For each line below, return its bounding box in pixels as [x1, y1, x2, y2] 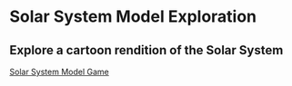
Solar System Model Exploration [9, 6, 257, 27]
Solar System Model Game [9, 66, 109, 77]
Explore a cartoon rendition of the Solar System [9, 43, 284, 58]
